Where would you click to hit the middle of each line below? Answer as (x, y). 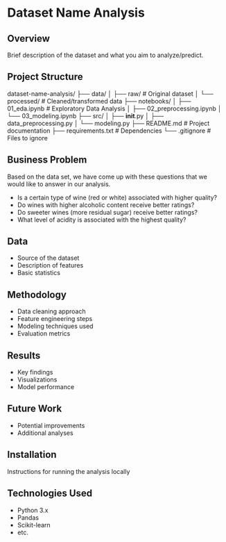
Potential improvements (51, 425)
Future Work (35, 409)
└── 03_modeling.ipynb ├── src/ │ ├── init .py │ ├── (86, 115)
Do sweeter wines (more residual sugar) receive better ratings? (107, 212)
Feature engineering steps (55, 319)
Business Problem (47, 160)
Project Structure (45, 77)
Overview (29, 39)
